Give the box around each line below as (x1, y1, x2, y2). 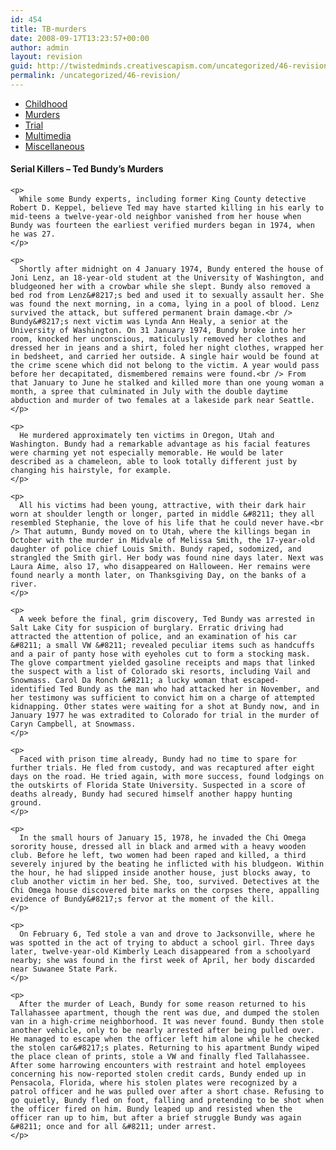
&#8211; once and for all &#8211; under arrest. (10, 1122, 217, 1132)
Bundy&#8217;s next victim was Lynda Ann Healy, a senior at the (10, 317, 288, 327)
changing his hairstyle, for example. (10, 466, 172, 476)
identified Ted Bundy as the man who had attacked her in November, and (10, 684, 320, 695)
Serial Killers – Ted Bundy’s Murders (10, 163, 164, 175)
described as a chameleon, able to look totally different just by (10, 457, 298, 467)
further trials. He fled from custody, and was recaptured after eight (10, 763, 315, 773)
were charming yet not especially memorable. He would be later (10, 448, 284, 458)
